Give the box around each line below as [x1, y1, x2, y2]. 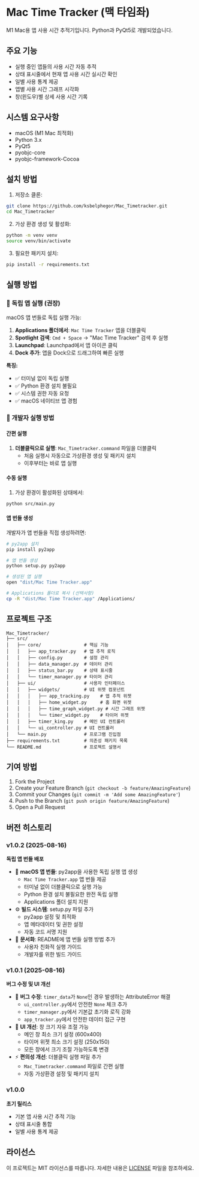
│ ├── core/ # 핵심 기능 [6, 642, 109, 648]
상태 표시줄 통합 [14, 1120, 52, 1127]
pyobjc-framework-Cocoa [14, 155, 80, 162]
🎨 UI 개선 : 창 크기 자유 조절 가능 [14, 1023, 89, 1030]
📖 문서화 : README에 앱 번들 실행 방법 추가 [14, 935, 116, 943]
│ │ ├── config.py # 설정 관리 [6, 654, 109, 661]
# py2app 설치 [6, 541, 39, 547]
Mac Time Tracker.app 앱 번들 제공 [23, 875, 107, 883]
